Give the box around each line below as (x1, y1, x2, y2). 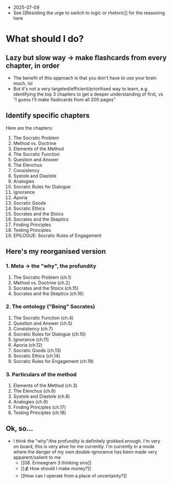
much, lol (13, 80, 33, 86)
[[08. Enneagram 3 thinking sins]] (20, 459, 91, 466)
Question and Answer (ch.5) (13, 320, 72, 326)
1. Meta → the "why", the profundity (6, 262, 96, 270)
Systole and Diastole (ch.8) (13, 393, 70, 400)
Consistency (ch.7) (13, 325, 53, 331)
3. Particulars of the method (6, 371, 77, 378)
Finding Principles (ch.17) (13, 404, 66, 410)
